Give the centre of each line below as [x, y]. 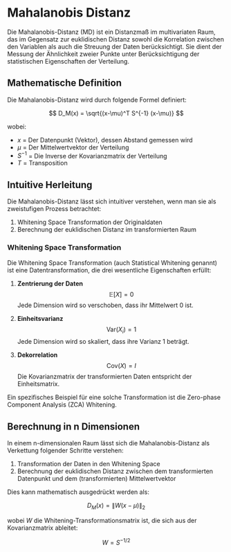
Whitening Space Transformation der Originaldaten [90, 222]
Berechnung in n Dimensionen [74, 426]
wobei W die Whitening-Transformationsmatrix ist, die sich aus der [102, 520]
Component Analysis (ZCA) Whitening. [62, 405]
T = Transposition [42, 163]
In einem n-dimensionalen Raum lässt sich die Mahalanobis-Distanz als [108, 443]
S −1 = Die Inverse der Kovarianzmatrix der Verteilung [92, 155]
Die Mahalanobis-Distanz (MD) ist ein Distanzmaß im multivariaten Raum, [111, 32]
